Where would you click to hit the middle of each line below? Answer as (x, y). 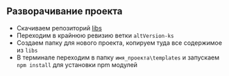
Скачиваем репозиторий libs (59, 28)
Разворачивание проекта (65, 11)
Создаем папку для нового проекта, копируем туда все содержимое (119, 42)
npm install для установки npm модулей (77, 64)
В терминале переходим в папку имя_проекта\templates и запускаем (118, 57)
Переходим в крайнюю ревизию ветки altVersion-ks (95, 35)
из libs (27, 50)
